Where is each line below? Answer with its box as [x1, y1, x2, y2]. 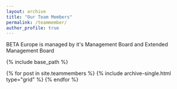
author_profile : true [6, 25, 60, 31]
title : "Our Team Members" [6, 14, 73, 20]
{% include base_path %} [6, 59, 68, 66]
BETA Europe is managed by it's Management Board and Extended [6, 41, 168, 48]
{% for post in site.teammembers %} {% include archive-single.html [6, 70, 171, 77]
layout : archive [6, 8, 46, 15]
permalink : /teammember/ [6, 19, 67, 25]
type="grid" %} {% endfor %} [6, 76, 78, 83]
